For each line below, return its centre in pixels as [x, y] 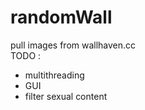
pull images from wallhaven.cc [73, 45]
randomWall [61, 17]
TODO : [26, 55]
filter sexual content [66, 96]
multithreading [54, 75]
